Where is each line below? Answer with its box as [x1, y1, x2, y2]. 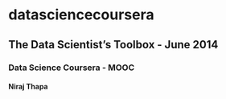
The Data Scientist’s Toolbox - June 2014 [8, 38, 219, 52]
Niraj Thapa [8, 82, 48, 92]
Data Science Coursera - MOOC [8, 62, 135, 73]
